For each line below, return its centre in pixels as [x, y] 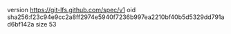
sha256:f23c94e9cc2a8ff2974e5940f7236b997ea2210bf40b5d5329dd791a [116, 17]
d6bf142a [21, 24]
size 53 [46, 24]
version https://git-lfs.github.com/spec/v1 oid [72, 10]
